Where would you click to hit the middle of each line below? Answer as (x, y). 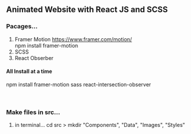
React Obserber (34, 58)
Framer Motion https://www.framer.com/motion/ (73, 39)
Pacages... (22, 26)
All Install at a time (29, 71)
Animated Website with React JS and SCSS (87, 10)
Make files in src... (33, 112)
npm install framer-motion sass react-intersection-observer (79, 84)
